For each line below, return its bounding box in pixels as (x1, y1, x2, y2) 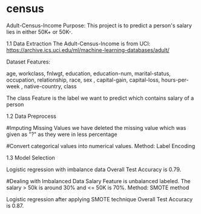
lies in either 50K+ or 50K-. (6, 28, 73, 35)
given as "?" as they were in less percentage (6, 131, 117, 138)
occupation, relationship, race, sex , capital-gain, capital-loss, (6, 76, 160, 83)
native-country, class (24, 82, 77, 89)
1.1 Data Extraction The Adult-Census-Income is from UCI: (6, 40, 151, 47)
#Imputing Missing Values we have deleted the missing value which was (6, 124, 186, 131)
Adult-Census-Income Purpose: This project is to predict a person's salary (6, 22, 193, 29)
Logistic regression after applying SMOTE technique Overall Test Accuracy (6, 195, 193, 203)
